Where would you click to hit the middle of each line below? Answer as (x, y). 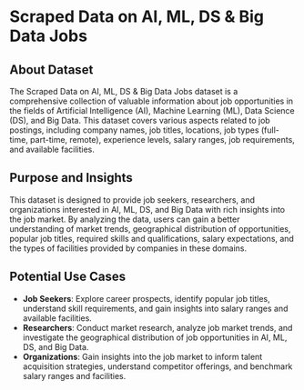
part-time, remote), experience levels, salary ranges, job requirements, (163, 140)
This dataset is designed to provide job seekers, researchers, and (132, 200)
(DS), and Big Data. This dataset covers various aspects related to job (140, 120)
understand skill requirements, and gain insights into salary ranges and (155, 308)
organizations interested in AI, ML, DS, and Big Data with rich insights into (147, 209)
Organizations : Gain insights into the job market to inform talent (142, 356)
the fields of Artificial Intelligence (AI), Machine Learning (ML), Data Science (152, 110)
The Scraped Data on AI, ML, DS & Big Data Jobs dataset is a (124, 91)
